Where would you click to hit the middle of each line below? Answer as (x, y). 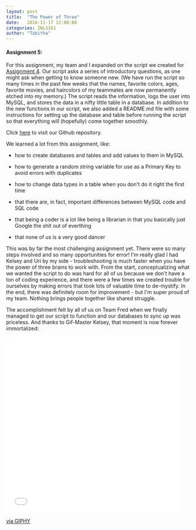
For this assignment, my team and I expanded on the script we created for (95, 65)
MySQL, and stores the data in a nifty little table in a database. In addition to (97, 103)
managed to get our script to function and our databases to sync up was (93, 316)
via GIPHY (18, 521)
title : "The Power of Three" (43, 17)
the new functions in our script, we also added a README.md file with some (97, 109)
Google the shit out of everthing (53, 226)
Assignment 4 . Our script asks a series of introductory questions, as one (93, 72)
